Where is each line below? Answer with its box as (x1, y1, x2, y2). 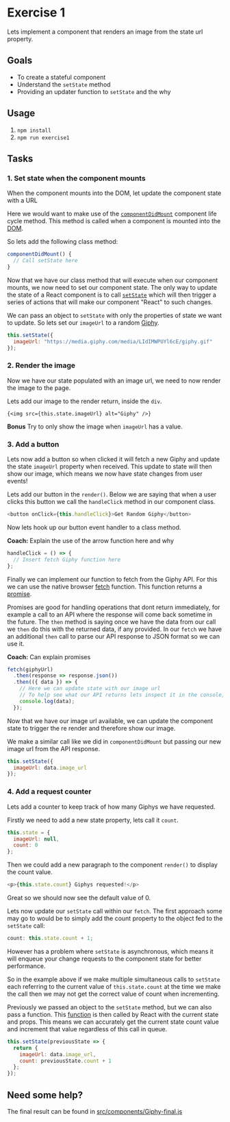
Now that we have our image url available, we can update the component (7, 716, 214, 725)
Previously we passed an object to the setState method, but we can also (7, 1003, 212, 1011)
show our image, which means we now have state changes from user (7, 470, 203, 478)
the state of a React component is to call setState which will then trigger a (7, 290, 217, 299)
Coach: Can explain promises (7, 652, 91, 661)
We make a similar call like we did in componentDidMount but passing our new (7, 737, 221, 746)
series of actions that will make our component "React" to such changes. (7, 297, 214, 306)
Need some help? (7, 1089, 84, 1101)
